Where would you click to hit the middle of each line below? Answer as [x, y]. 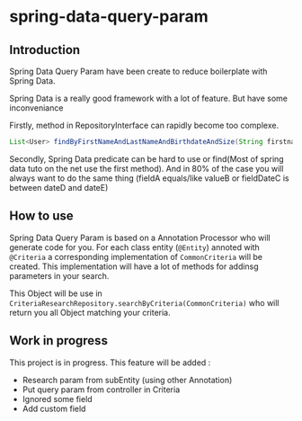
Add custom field [54, 408]
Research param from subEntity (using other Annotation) [127, 380]
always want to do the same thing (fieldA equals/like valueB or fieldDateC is [149, 178]
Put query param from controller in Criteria [101, 390]
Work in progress [58, 340]
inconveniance [36, 108]
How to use [41, 216]
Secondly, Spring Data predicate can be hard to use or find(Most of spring [147, 158]
